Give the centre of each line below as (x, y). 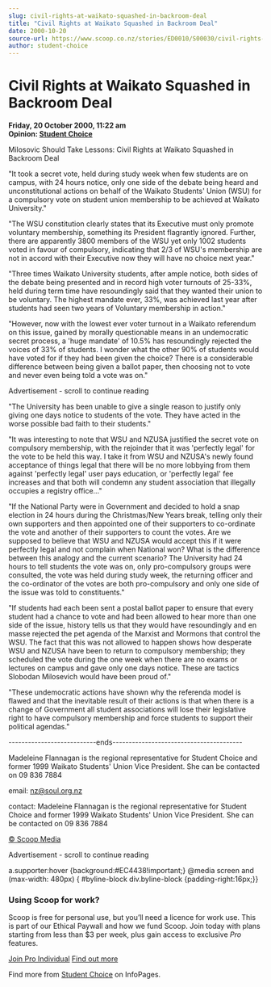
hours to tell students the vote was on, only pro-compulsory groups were (130, 567)
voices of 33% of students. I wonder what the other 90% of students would (134, 350)
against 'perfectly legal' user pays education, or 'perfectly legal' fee (121, 474)
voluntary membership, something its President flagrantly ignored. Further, (132, 233)
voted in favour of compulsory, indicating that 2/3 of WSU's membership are (135, 250)
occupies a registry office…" (55, 491)
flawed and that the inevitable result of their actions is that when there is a (131, 701)
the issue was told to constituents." (67, 592)
